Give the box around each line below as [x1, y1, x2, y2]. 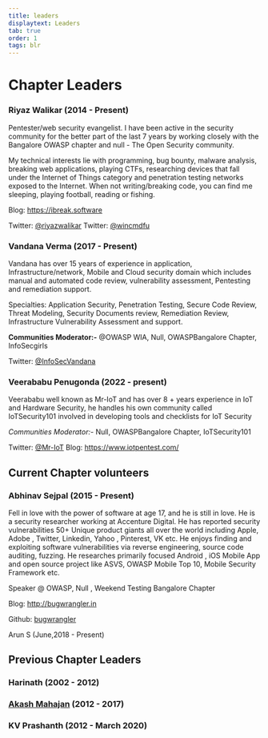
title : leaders [8, 11, 59, 20]
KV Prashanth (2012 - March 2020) [8, 720, 148, 732]
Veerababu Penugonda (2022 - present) [8, 376, 167, 387]
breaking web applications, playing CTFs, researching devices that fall [8, 163, 240, 173]
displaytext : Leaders [8, 19, 81, 27]
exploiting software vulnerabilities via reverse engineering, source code [8, 542, 244, 551]
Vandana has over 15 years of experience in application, [8, 258, 193, 268]
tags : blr [8, 42, 42, 50]
